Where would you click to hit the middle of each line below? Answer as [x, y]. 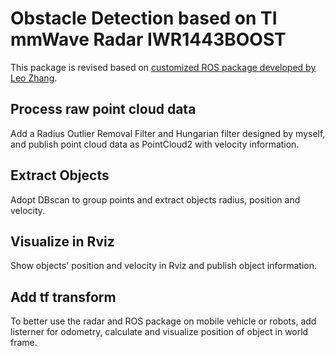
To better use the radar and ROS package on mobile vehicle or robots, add [163, 321]
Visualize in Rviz [62, 241]
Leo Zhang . [34, 78]
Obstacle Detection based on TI [144, 18]
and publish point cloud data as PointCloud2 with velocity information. [155, 144]
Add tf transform [63, 297]
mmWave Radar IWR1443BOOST [148, 39]
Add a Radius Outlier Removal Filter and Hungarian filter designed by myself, [168, 133]
